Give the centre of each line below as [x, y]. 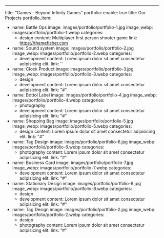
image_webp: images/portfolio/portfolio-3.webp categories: [72, 74]
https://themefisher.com [44, 43]
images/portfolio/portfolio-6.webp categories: [58, 147]
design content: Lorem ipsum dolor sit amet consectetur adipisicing [87, 131]
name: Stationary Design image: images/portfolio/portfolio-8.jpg [76, 183]
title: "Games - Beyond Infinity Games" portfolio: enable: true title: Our [75, 12]
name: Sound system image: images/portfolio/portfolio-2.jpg [73, 48]
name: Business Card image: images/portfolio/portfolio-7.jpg [73, 163]
